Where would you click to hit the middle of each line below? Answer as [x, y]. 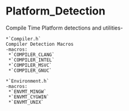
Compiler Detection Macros [40, 44]
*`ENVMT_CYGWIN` [29, 97]
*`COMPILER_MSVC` [30, 65]
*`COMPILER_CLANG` [31, 55]
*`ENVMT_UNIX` [26, 102]
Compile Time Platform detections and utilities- [64, 28]
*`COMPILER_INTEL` [31, 60]
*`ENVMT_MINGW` [27, 92]
